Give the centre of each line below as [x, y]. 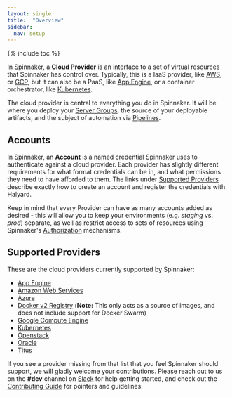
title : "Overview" [36, 20]
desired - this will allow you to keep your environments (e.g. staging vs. [110, 216]
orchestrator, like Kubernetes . [50, 89]
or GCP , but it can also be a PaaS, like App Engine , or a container [101, 82]
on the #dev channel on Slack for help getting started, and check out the [112, 378]
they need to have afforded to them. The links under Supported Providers [113, 179]
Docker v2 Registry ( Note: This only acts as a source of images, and [116, 305]
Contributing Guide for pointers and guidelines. [75, 386]
